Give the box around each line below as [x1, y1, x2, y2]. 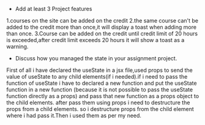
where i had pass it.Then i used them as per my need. [6, 112, 142, 119]
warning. [6, 43, 29, 50]
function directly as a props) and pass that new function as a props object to [6, 93, 199, 99]
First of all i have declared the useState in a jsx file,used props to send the [6, 66, 193, 74]
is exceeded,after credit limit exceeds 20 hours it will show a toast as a [6, 37, 185, 43]
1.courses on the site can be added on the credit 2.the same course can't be [6, 17, 199, 24]
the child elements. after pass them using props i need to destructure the [6, 99, 190, 106]
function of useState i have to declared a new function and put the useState [6, 79, 197, 87]
